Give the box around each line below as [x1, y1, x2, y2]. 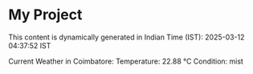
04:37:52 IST [8, 40, 51, 50]
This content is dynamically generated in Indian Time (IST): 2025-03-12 [8, 32, 245, 42]
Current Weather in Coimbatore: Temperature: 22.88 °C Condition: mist [8, 56, 243, 66]
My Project [8, 6, 83, 24]
